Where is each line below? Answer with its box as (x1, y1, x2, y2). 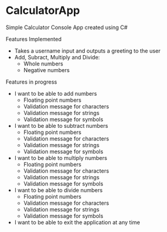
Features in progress (5, 78, 57, 85)
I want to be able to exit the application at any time (14, 219, 140, 226)
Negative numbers (23, 66, 70, 73)
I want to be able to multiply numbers (14, 154, 107, 161)
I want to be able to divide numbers (14, 186, 103, 194)
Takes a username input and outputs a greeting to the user (14, 47, 161, 55)
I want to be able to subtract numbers (14, 122, 108, 129)
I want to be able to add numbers (14, 90, 97, 97)
